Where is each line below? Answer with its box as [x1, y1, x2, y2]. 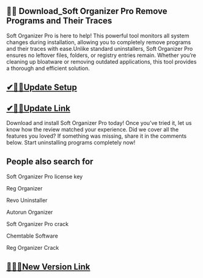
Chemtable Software [6, 232, 58, 239]
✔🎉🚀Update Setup [6, 82, 78, 92]
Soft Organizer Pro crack [6, 220, 69, 227]
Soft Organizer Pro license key [6, 173, 83, 180]
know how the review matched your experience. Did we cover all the [6, 126, 179, 133]
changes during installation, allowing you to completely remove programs [6, 38, 191, 46]
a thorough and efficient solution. [6, 64, 90, 72]
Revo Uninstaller [6, 197, 48, 204]
